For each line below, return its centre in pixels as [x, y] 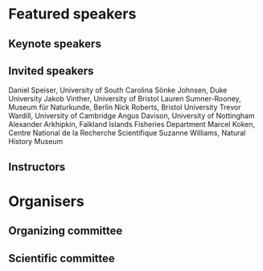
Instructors [37, 167]
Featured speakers [72, 14]
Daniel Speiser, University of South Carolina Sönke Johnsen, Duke [118, 90]
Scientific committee [62, 258]
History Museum [36, 142]
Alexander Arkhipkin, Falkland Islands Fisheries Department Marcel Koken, [132, 125]
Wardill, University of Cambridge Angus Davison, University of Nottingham [131, 116]
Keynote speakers [55, 44]
